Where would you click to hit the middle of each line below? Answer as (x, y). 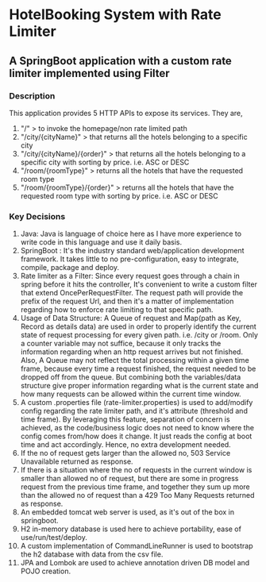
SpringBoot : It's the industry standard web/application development (132, 251)
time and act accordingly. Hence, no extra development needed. (125, 445)
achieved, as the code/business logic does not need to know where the (137, 428)
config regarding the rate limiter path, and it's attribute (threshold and (134, 411)
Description (32, 95)
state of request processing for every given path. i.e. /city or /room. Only (139, 335)
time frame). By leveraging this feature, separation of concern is (125, 419)
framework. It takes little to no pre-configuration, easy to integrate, (129, 259)
